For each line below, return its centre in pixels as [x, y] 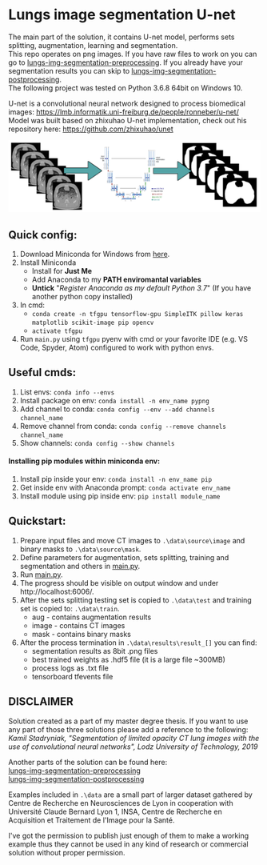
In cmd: [32, 305]
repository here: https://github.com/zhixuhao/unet [91, 129]
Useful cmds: [42, 372]
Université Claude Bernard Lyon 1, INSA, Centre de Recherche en [115, 811]
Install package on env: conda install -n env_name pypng [114, 400]
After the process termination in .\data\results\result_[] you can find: [138, 643]
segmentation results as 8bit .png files [95, 651]
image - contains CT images [78, 625]
